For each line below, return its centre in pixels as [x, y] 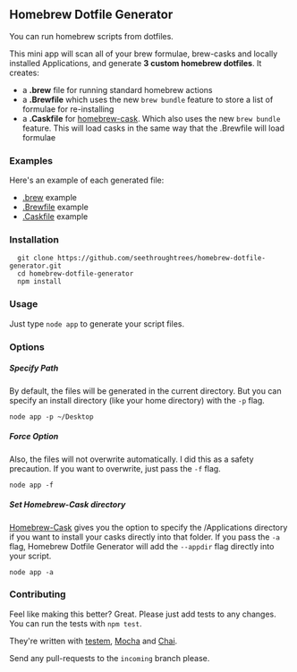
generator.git [36, 266]
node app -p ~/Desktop [51, 417]
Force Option [34, 437]
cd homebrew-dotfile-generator [76, 274]
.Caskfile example [55, 217]
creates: [25, 72]
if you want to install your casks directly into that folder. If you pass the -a [144, 537]
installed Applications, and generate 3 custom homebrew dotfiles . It [136, 63]
